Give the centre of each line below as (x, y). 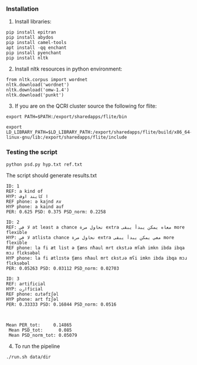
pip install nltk (27, 58)
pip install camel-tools (36, 43)
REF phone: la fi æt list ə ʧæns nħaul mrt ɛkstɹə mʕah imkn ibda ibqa (95, 248)
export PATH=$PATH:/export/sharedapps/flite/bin (67, 117)
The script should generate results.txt (52, 175)
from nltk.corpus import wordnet (47, 80)
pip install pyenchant (34, 53)
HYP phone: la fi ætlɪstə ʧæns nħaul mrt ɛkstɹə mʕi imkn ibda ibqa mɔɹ (97, 258)
